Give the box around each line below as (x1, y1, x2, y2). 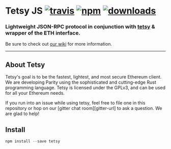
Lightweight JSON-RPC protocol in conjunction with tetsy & (5, 23, 155, 30)
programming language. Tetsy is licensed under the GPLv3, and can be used (5, 85, 166, 91)
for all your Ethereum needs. (5, 90, 65, 96)
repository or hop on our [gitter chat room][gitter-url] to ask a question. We (5, 105, 162, 111)
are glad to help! (5, 110, 40, 117)
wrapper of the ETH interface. (5, 29, 80, 36)
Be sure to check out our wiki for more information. (5, 41, 112, 47)
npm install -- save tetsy (5, 139, 60, 144)
